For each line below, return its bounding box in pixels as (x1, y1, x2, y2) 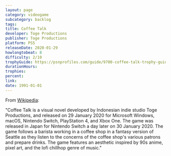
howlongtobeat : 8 (5, 50, 42, 55)
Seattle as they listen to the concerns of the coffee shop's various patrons (5, 134, 161, 140)
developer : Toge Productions (5, 31, 67, 36)
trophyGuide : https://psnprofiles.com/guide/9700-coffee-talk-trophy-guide (5, 59, 169, 65)
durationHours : (5, 64, 38, 69)
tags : (5, 21, 17, 27)
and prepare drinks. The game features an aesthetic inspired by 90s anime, (5, 139, 163, 145)
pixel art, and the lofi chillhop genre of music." (5, 144, 102, 150)
